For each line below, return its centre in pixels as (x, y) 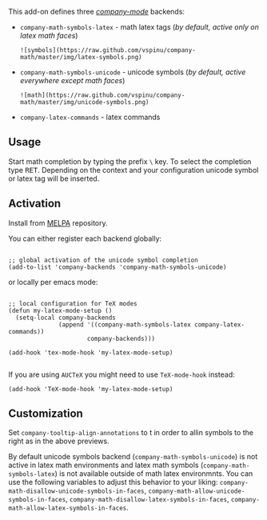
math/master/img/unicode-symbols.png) (84, 102)
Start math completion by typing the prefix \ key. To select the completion (130, 161)
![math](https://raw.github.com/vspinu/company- (102, 95)
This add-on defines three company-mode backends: (97, 12)
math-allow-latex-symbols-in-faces (68, 508)
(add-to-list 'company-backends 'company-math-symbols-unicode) (118, 267)
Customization (46, 414)
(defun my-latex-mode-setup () (60, 310)
